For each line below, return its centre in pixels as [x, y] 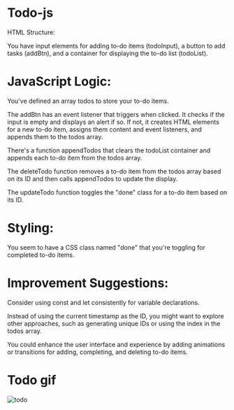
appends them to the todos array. [55, 136]
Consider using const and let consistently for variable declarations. [104, 302]
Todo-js [30, 13]
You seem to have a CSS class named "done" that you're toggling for [107, 247]
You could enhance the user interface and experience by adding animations [116, 344]
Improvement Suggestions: [88, 283]
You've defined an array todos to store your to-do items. [88, 101]
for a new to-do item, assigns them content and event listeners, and [105, 129]
